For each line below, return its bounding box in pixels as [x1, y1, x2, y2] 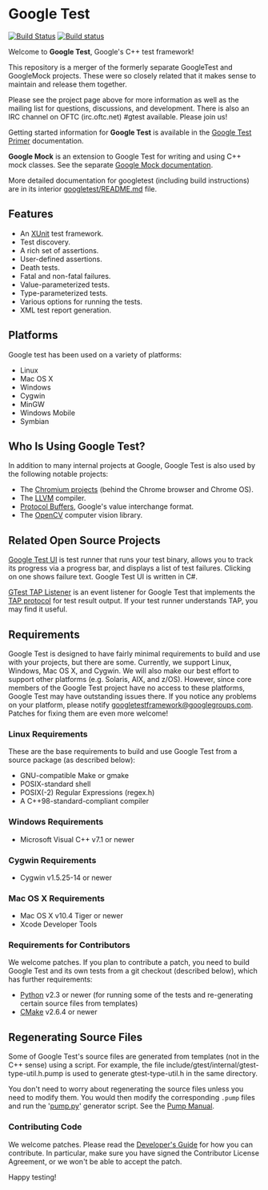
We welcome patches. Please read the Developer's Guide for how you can [8, 1140, 254, 1149]
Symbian [19, 416, 50, 426]
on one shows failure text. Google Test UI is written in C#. [8, 572, 198, 582]
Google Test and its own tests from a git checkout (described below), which [8, 966, 258, 976]
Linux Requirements [8, 728, 88, 740]
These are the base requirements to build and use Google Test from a [8, 747, 238, 756]
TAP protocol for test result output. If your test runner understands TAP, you [8, 596, 258, 606]
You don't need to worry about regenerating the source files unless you [8, 1084, 244, 1094]
